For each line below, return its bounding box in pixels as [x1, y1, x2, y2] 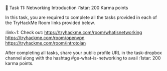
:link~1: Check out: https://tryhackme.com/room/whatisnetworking [5, 29, 142, 35]
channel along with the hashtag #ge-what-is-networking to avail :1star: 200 [5, 55, 161, 61]
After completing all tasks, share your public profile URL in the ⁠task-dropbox [5, 50, 162, 55]
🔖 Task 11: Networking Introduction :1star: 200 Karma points [5, 5, 128, 10]
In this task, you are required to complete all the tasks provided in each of [5, 14, 157, 20]
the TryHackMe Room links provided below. [5, 20, 95, 25]
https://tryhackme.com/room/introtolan [5, 40, 86, 46]
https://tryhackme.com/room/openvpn [5, 35, 85, 40]
